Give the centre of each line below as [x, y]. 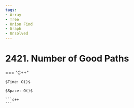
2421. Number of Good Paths [67, 59]
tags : [11, 10]
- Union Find [19, 24]
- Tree [12, 19]
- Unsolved [17, 33]
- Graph [13, 29]
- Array [13, 15]
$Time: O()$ [18, 82]
